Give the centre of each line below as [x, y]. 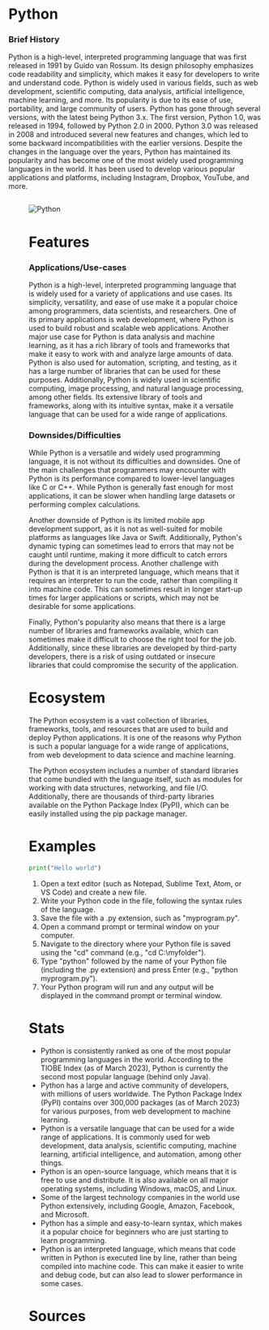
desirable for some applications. [82, 607]
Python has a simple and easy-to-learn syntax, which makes [141, 1223]
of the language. [68, 910]
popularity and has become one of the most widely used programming [126, 161]
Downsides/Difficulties [75, 435]
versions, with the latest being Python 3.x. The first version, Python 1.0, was [135, 118]
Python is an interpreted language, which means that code [138, 1249]
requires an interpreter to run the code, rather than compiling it [133, 581]
